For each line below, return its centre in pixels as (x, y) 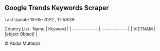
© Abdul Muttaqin (23, 43)
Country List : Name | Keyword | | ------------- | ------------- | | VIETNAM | (80, 29)
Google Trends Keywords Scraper (57, 8)
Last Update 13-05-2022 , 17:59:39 (40, 19)
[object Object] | (21, 34)
